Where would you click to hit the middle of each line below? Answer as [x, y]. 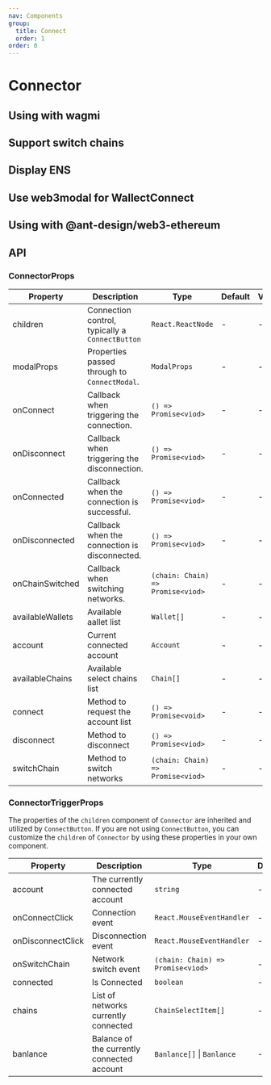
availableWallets [43, 617]
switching [106, 589]
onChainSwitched [46, 584]
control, [102, 320]
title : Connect [41, 31]
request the [109, 711]
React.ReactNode [182, 324]
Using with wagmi [54, 115]
